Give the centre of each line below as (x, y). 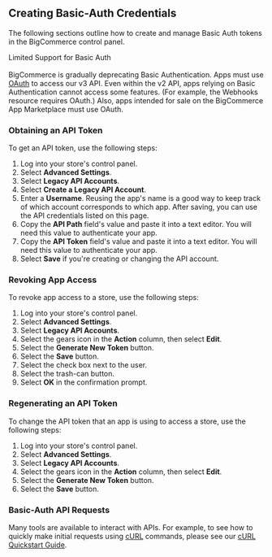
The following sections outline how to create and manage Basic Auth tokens (135, 33)
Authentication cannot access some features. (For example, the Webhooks (133, 92)
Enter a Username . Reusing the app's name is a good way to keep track (140, 198)
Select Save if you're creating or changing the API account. (119, 259)
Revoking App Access (53, 280)
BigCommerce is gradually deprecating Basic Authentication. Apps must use (136, 74)
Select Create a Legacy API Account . (83, 189)
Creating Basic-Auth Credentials (93, 13)
